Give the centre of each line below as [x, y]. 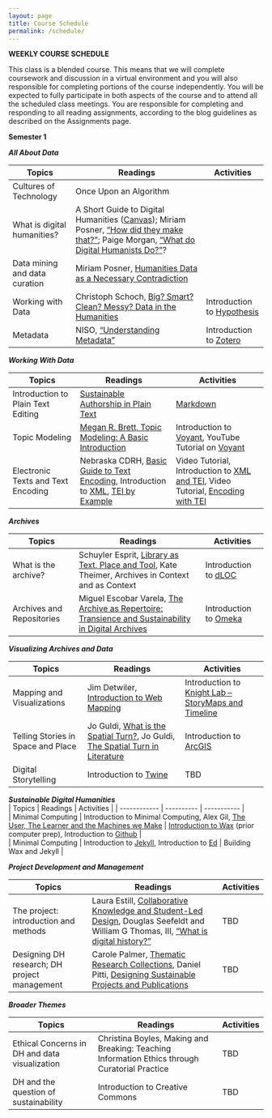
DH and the [34, 1082]
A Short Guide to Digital [120, 210]
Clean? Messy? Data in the [126, 307]
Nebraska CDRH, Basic [123, 461]
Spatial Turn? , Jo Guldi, [131, 736]
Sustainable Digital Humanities [62, 800]
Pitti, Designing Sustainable [144, 975]
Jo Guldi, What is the [126, 726]
